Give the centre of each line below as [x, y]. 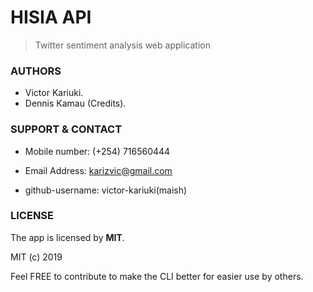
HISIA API [51, 17]
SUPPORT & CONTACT [66, 129]
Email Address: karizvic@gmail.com [98, 170]
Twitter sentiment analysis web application [122, 45]
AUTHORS [36, 71]
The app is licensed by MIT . [67, 237]
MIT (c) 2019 [36, 257]
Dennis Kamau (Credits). [75, 103]
